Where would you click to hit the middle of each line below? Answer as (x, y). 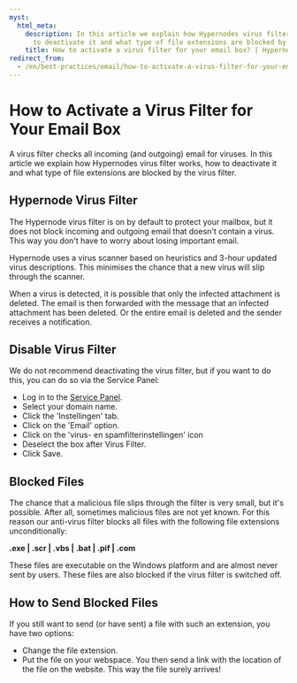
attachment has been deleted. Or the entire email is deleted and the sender (146, 312)
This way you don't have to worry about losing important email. (124, 241)
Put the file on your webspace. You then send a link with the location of (152, 660)
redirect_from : (37, 58)
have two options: (42, 633)
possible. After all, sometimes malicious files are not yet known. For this (139, 512)
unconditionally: (38, 531)
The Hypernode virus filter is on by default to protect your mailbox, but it (141, 221)
